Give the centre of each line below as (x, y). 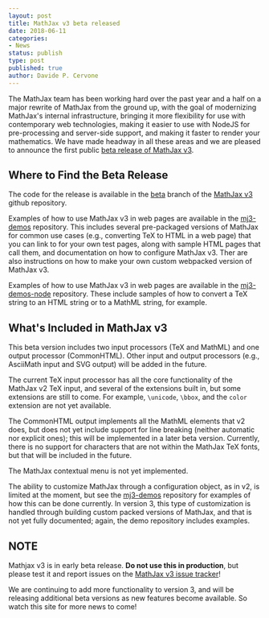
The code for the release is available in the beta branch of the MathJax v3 (130, 195)
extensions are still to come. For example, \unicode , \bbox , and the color (128, 397)
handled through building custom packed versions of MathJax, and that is (130, 513)
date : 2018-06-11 (37, 31)
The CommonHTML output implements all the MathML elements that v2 (127, 421)
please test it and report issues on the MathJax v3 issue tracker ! (114, 574)
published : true (35, 68)
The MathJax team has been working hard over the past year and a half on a (135, 98)
